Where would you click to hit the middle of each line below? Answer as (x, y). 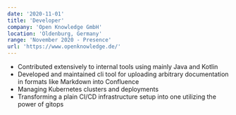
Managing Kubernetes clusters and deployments (88, 89)
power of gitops (41, 104)
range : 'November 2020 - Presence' (60, 40)
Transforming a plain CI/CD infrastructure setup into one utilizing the (117, 97)
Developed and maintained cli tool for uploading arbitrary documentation (123, 74)
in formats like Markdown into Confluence (78, 81)
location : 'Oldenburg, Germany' (55, 34)
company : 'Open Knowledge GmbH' (55, 27)
